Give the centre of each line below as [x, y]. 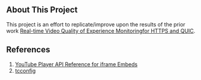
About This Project [42, 10]
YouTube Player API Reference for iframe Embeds [76, 64]
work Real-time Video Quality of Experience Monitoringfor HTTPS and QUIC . [101, 31]
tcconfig [25, 70]
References [28, 50]
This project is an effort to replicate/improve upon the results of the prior [96, 24]
